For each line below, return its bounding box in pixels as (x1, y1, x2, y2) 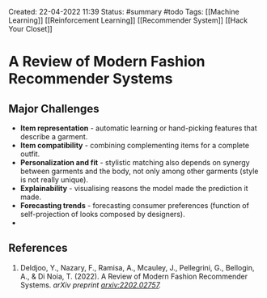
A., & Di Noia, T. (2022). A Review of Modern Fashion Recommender (19, 271, 248, 281)
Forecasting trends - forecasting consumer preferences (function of (19, 201, 249, 210)
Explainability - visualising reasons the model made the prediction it (19, 184, 248, 193)
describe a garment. (19, 132, 88, 141)
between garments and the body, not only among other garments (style (19, 166, 259, 176)
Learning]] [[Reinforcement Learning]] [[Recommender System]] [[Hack (8, 15, 248, 25)
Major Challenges (8, 101, 100, 116)
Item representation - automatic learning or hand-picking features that (19, 123, 257, 133)
